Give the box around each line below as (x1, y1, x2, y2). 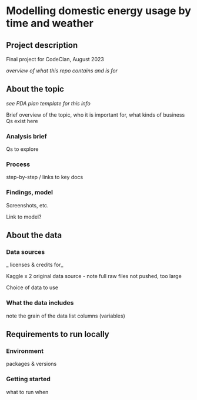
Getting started (6, 375, 51, 384)
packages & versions (6, 361, 57, 368)
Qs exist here (6, 117, 38, 124)
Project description (6, 40, 78, 50)
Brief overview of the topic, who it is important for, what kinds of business (6, 111, 185, 118)
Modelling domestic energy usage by (6, 4, 191, 18)
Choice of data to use (6, 284, 59, 291)
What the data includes (6, 299, 74, 307)
